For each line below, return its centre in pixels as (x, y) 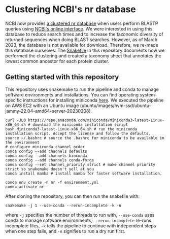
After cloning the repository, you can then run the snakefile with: (73, 196)
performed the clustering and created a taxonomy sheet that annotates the (83, 56)
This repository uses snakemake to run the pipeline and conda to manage (82, 89)
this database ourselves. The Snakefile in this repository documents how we (85, 50)
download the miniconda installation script (80, 125)
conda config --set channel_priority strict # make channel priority (80, 164)
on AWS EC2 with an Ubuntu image (42, 106)
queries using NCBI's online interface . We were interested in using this (79, 28)
